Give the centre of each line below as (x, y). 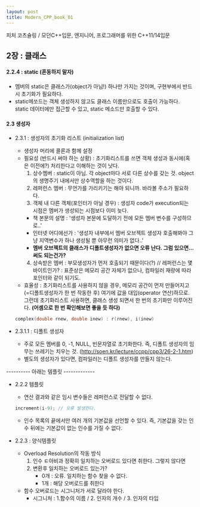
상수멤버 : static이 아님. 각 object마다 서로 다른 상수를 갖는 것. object (113, 173)
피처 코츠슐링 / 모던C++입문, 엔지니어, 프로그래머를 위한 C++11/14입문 (88, 35)
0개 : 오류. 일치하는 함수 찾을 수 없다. (84, 476)
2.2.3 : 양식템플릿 (36, 441)
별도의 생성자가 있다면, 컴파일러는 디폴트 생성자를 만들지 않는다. (98, 359)
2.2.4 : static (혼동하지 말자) (40, 72)
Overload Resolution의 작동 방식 (62, 453)
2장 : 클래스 (26, 55)
